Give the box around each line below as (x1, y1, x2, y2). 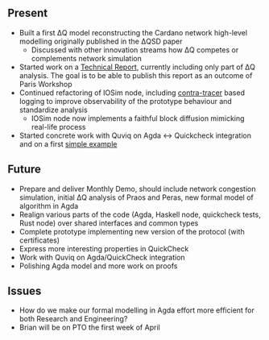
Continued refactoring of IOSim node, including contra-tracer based (19, 88, 245, 97)
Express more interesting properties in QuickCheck (19, 243, 189, 253)
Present (7, 6, 48, 20)
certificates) (19, 235, 60, 245)
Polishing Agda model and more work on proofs (19, 261, 178, 271)
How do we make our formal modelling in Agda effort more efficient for (19, 305, 255, 315)
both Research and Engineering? (19, 314, 128, 324)
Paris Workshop (19, 79, 73, 89)
